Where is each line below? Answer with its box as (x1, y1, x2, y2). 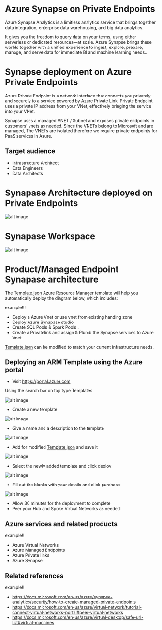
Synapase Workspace (5, 230, 95, 242)
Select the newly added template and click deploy (12, 463, 112, 469)
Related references (5, 571, 64, 580)
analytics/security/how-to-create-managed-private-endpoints (12, 599, 136, 605)
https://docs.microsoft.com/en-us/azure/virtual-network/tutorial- (12, 604, 142, 610)
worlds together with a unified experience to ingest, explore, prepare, (5, 44, 144, 50)
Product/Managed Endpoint (5, 263, 119, 275)
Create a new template (12, 406, 58, 413)
